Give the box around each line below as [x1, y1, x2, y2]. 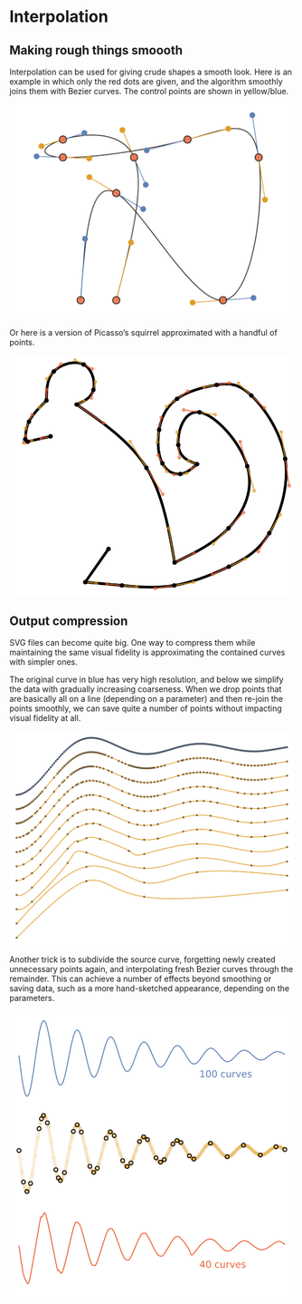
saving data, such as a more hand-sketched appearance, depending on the [9, 982, 290, 994]
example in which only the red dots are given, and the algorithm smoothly [9, 76, 283, 87]
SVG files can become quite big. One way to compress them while [9, 637, 256, 648]
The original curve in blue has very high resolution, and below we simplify [9, 674, 284, 686]
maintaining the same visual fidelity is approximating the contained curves [9, 647, 286, 658]
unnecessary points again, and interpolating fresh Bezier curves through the [9, 963, 294, 974]
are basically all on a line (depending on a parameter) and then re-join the [9, 694, 283, 705]
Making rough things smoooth [9, 43, 184, 58]
